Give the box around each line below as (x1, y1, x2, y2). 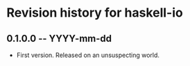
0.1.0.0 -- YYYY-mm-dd (6, 33, 112, 44)
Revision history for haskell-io (6, 5, 183, 21)
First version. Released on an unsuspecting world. (16, 51, 160, 59)
